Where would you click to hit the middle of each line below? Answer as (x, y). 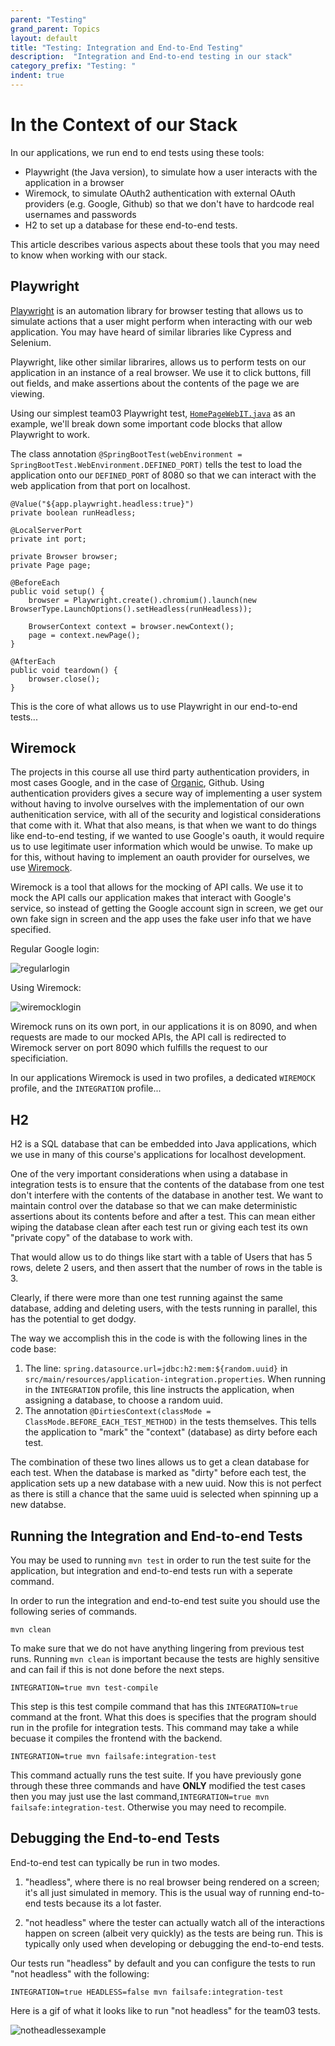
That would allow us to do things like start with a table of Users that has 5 (161, 1257)
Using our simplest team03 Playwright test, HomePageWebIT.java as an (153, 413)
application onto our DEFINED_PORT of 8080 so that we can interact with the (163, 475)
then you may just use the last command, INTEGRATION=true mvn (140, 1797)
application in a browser (74, 182)
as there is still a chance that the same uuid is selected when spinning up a (164, 1494)
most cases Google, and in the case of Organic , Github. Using (137, 783)
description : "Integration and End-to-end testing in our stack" (151, 57)
